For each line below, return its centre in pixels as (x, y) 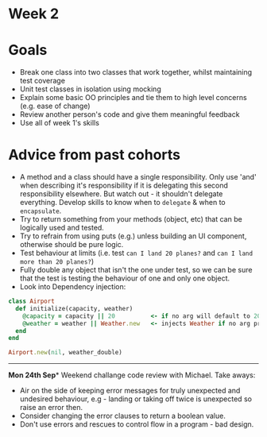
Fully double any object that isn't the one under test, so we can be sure (136, 270)
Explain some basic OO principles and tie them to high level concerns (133, 98)
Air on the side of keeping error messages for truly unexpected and (130, 391)
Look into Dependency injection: (73, 287)
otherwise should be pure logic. (72, 245)
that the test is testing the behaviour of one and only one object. (125, 278)
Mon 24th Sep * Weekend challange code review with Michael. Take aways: (132, 375)
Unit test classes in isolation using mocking (90, 89)
